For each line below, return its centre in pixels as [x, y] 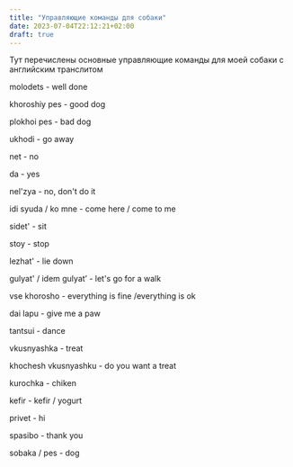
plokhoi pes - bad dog [50, 121]
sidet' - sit [28, 227]
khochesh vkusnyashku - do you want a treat [93, 366]
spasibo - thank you [46, 436]
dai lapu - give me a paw [55, 314]
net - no [24, 157]
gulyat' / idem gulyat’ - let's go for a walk [85, 279]
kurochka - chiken [43, 383]
